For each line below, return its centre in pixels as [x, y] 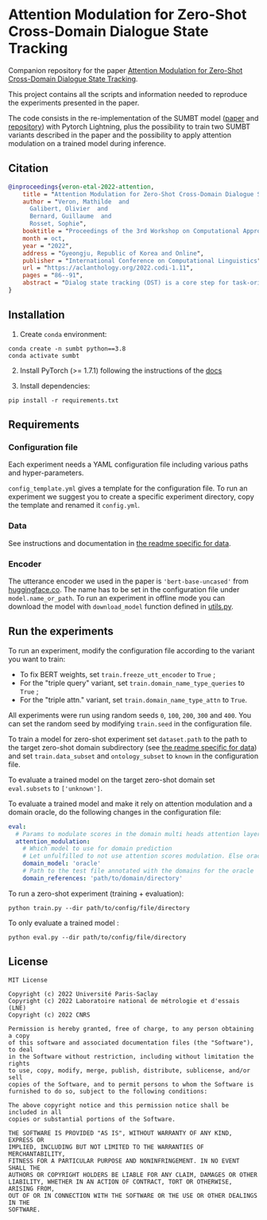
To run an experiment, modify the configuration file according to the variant [132, 650]
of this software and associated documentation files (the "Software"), [131, 1043]
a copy [19, 1036]
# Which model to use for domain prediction [97, 849]
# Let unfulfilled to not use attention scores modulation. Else [133, 856]
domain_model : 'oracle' [62, 864]
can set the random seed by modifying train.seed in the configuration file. [130, 723]
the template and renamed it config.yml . [74, 505]
